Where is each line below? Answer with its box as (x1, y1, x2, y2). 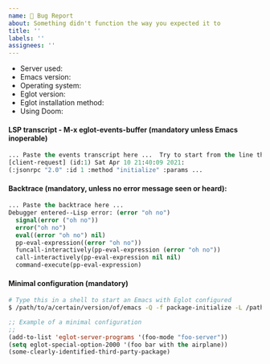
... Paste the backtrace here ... (8, 202, 125, 210)
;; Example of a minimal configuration (8, 318, 142, 326)
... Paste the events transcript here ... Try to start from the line (8, 151, 253, 159)
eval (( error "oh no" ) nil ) (15, 231, 106, 239)
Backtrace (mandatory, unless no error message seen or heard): (8, 183, 227, 193)
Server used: (19, 63, 63, 73)
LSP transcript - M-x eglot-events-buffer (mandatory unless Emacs (8, 125, 239, 134)
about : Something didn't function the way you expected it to (8, 19, 221, 27)
